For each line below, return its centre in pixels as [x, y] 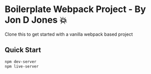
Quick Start [23, 50]
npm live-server [22, 66]
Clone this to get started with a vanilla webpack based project [69, 34]
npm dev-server [21, 61]
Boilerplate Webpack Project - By [75, 9]
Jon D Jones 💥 [36, 20]
